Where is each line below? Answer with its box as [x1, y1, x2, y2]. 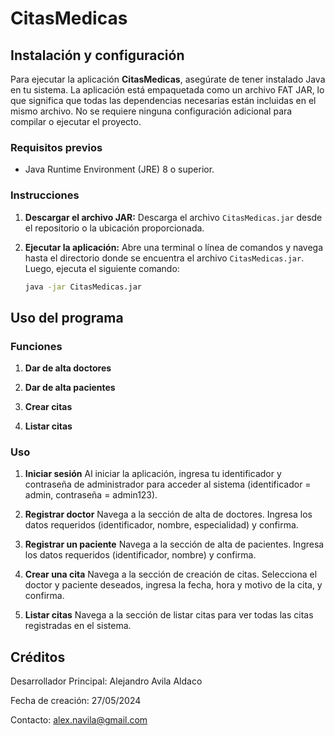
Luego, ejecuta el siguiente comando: [24, 262, 180, 274]
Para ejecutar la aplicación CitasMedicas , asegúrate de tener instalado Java [10, 73, 326, 85]
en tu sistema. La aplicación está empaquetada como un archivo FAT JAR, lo [10, 84, 325, 96]
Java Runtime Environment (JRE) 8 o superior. [24, 163, 215, 176]
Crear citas [24, 401, 73, 413]
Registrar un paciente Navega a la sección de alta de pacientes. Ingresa [24, 538, 325, 551]
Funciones [10, 339, 63, 353]
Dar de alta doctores [24, 362, 112, 374]
